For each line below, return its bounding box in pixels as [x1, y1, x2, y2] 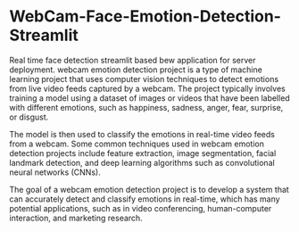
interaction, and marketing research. [9, 212, 143, 223]
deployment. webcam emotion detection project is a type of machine [9, 64, 263, 75]
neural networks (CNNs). [9, 167, 101, 178]
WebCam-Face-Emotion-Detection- [9, 6, 281, 27]
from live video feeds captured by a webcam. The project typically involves [9, 83, 286, 94]
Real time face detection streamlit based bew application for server [9, 54, 256, 65]
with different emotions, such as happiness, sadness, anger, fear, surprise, [9, 102, 284, 112]
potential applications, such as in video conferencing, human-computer [9, 203, 272, 213]
